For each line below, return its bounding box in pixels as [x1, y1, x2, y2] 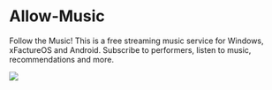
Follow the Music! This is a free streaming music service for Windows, [9, 35, 264, 46]
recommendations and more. [9, 54, 115, 64]
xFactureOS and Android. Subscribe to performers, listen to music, [9, 44, 252, 55]
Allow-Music [9, 6, 106, 26]
